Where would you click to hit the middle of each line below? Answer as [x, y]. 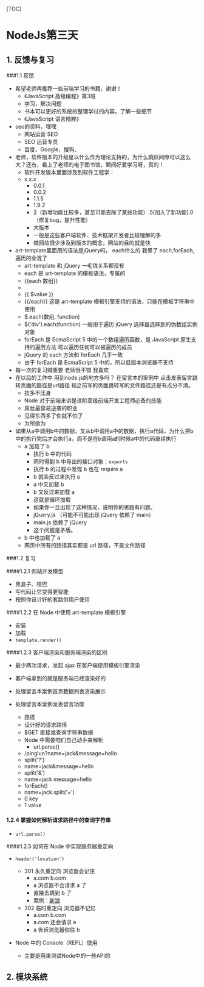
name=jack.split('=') [49, 792]
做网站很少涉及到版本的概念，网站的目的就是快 [92, 243]
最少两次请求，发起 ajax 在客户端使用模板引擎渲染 [78, 665]
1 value [33, 805]
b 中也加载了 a [42, 538]
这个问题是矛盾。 [55, 530]
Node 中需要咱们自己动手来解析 [64, 740]
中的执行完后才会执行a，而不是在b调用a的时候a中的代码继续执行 [96, 439]
